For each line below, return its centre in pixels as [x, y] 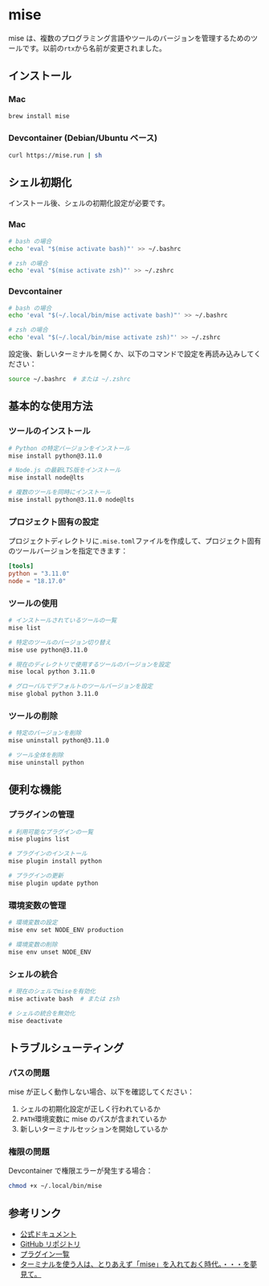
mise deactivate [35, 1021]
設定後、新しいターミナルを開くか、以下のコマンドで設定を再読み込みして [131, 354]
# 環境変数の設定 [33, 922]
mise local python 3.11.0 [51, 672]
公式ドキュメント [48, 1234]
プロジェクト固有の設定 [53, 522]
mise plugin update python [53, 883]
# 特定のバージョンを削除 [45, 733]
